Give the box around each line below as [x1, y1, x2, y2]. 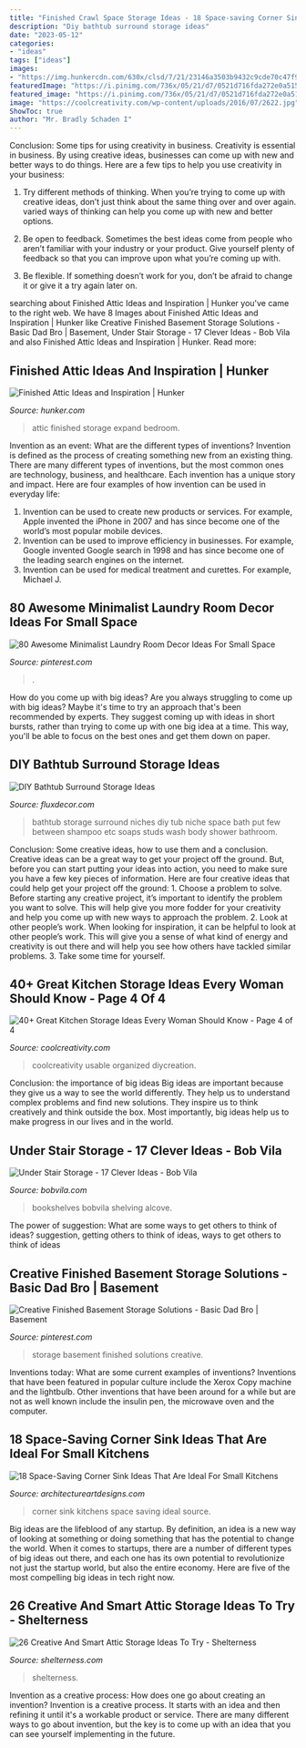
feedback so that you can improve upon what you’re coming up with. [22, 252, 281, 264]
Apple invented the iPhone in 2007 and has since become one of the [22, 516, 280, 527]
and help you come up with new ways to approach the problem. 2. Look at [9, 911, 289, 922]
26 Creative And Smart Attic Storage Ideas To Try [9, 1599, 296, 1614]
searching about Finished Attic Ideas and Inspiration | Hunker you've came [9, 298, 290, 309]
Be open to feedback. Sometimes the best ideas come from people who [22, 233, 293, 244]
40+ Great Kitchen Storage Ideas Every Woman [9, 976, 284, 992]
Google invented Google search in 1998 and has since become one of [22, 544, 285, 556]
